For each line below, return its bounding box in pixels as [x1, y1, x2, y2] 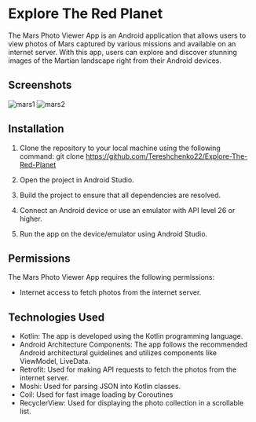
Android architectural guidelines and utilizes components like [19, 348, 218, 358]
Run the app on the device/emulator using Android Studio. [19, 229, 208, 238]
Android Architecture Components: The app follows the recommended [19, 339, 248, 350]
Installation [8, 123, 64, 136]
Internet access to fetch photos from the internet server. [19, 288, 202, 297]
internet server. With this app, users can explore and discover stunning [8, 47, 238, 57]
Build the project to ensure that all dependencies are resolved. [19, 190, 221, 200]
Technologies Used [8, 310, 104, 324]
